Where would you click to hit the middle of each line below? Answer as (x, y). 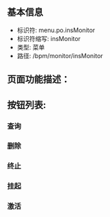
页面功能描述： (39, 80)
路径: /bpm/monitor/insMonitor (60, 55)
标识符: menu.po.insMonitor (56, 30)
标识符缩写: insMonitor (49, 38)
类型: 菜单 (31, 47)
